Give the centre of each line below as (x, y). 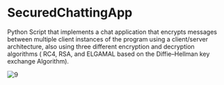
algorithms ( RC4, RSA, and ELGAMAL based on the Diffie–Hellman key (109, 54)
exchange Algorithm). (38, 61)
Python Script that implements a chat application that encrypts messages (112, 32)
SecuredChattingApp (70, 13)
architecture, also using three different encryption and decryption (101, 46)
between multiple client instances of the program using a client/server (108, 39)
